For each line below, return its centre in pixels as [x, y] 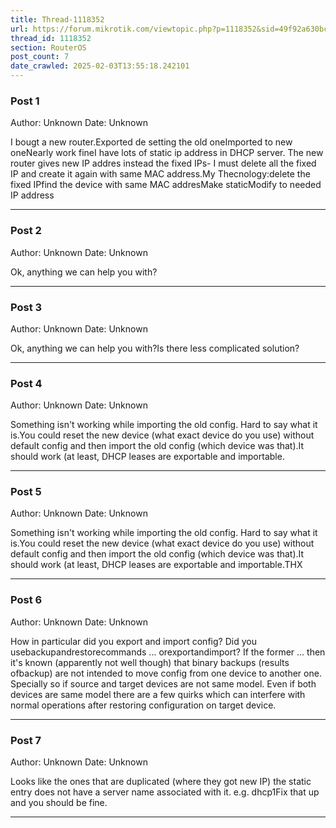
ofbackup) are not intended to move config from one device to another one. [166, 673]
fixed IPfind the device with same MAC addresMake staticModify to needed [166, 185]
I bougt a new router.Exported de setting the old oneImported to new [151, 142]
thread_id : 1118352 [51, 38]
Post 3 [26, 307]
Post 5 [26, 492]
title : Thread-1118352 [57, 19]
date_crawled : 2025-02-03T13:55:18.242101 [100, 66]
